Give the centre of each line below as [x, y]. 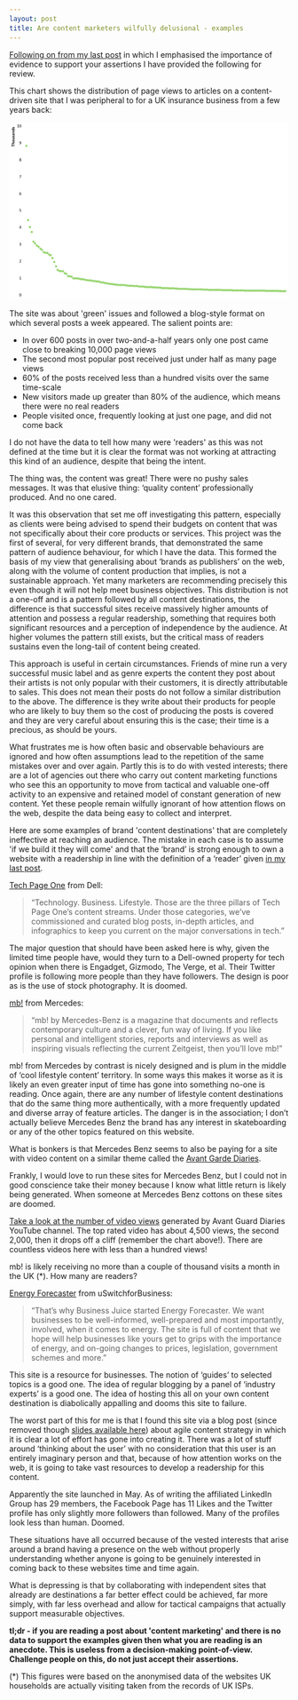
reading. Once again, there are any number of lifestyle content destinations [146, 1093]
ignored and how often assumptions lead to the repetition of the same [137, 756]
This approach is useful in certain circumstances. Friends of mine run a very [149, 663]
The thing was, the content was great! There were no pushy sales [129, 478]
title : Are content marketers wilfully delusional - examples [126, 28]
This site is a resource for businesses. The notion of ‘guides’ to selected [141, 1374]
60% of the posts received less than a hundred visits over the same [145, 377]
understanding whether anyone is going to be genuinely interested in [135, 1558]
